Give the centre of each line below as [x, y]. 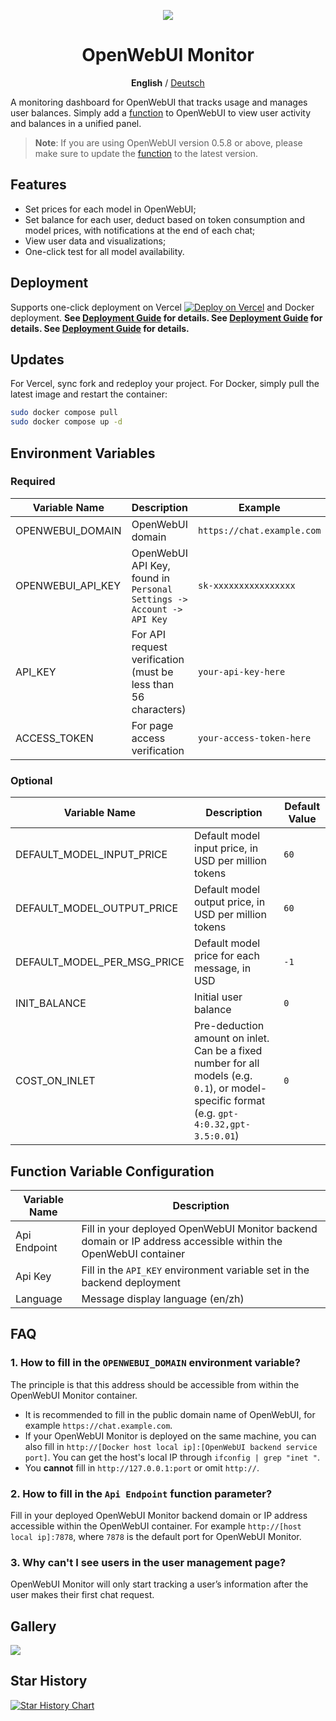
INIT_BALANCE [51, 1003]
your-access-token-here [255, 738]
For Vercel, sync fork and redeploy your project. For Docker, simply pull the [165, 384]
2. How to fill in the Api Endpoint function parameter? [141, 1493]
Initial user [218, 997]
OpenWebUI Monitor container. [74, 1395]
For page [152, 725]
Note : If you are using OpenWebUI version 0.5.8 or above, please [168, 142]
